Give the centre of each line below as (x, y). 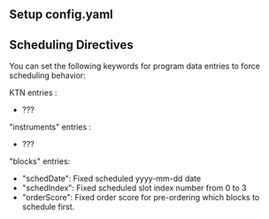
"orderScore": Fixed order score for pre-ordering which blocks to (141, 198)
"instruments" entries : (50, 127)
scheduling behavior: (47, 75)
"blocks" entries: (40, 161)
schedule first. (48, 207)
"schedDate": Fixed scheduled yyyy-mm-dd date (111, 179)
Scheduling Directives (72, 45)
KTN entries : (33, 93)
